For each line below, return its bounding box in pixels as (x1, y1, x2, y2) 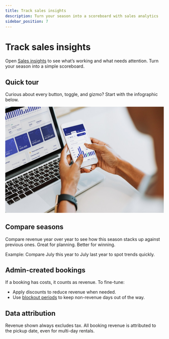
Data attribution (5, 309, 56, 318)
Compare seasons (5, 223, 64, 231)
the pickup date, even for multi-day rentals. (5, 328, 95, 334)
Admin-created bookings (5, 266, 86, 274)
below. (5, 96, 19, 103)
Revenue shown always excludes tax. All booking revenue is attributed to (5, 322, 156, 328)
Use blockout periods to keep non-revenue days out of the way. (12, 295, 145, 301)
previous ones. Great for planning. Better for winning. (5, 241, 116, 248)
